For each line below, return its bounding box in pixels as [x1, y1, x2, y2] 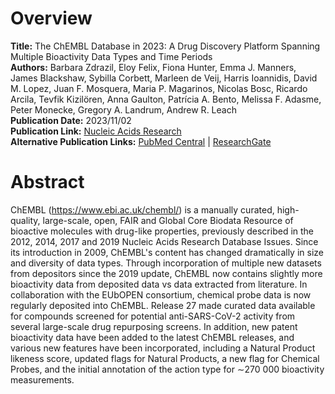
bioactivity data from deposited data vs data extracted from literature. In [10, 278, 308, 290]
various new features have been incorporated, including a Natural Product [10, 342, 316, 354]
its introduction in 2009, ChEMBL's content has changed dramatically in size [10, 246, 324, 258]
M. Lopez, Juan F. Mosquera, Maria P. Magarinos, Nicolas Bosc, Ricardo [10, 82, 308, 94]
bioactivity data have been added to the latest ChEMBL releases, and [10, 331, 295, 343]
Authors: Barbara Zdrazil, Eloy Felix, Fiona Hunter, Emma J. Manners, [10, 61, 297, 73]
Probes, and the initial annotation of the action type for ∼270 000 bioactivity [10, 363, 325, 375]
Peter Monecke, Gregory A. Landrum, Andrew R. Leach [10, 103, 237, 116]
